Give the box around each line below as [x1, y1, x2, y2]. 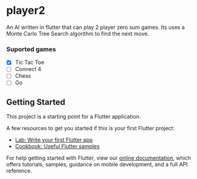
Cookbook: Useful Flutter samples [14, 143, 100, 150]
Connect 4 [14, 66, 42, 73]
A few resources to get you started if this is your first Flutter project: [6, 125, 175, 132]
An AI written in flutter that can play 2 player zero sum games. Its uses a [6, 24, 185, 31]
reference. [6, 167, 32, 175]
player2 [6, 4, 46, 17]
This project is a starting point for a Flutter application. [6, 113, 141, 121]
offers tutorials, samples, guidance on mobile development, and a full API [6, 161, 188, 168]
